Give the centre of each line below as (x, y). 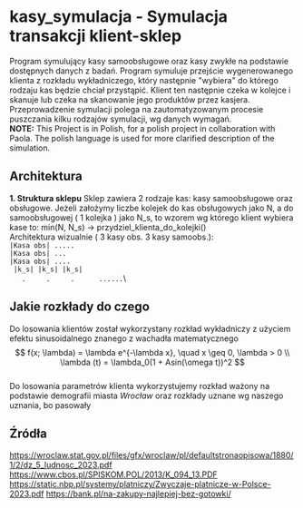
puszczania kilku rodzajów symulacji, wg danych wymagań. (121, 119)
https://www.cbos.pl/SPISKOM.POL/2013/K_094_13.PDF (113, 474)
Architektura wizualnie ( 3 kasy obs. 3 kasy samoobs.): (112, 237)
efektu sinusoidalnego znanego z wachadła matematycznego (124, 338)
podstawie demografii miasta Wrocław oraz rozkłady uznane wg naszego (147, 396)
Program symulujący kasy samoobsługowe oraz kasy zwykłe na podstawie (149, 61)
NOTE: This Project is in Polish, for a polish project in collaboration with (142, 128)
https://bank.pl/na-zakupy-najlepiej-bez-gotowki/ (138, 494)
